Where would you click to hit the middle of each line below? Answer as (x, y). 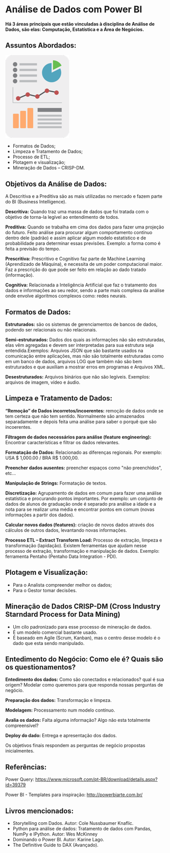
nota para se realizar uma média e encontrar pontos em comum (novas (80, 509)
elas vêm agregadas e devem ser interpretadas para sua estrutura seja (80, 345)
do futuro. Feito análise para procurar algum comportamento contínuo (79, 233)
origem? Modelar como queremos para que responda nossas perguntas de (84, 685)
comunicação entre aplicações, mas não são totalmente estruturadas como (85, 356)
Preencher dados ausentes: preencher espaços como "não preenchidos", (84, 468)
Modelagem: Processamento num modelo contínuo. (60, 710)
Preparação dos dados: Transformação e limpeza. (58, 700)
